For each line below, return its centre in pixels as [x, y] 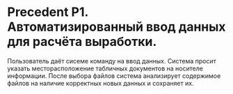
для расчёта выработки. [82, 42]
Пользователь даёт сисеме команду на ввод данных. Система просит [112, 61]
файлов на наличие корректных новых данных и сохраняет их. [101, 83]
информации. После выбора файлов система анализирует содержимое [114, 76]
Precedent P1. [48, 12]
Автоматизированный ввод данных [116, 27]
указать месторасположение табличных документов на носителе [105, 68]
